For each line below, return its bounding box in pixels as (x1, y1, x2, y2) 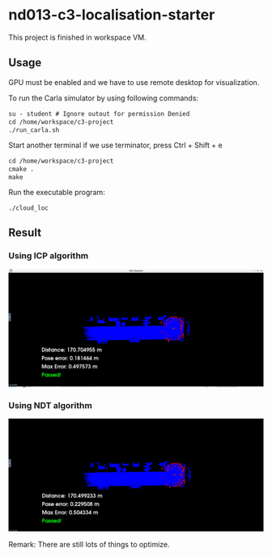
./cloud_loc (8, 204, 49, 212)
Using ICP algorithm (8, 250, 89, 261)
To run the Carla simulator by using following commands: (8, 93, 199, 103)
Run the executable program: (8, 187, 105, 197)
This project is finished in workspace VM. (8, 32, 147, 42)
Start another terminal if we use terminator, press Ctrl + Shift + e (8, 140, 223, 150)
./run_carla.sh (8, 125, 60, 134)
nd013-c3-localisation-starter (8, 6, 215, 24)
